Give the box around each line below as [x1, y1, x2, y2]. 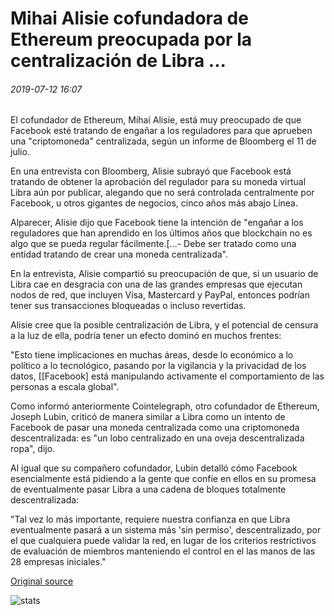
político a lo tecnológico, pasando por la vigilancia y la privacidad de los [10, 360, 307, 372]
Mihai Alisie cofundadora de [10, 7, 249, 30]
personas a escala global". [10, 381, 120, 393]
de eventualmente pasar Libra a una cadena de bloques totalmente [10, 483, 287, 496]
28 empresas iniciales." [10, 556, 107, 568]
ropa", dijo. [10, 443, 56, 455]
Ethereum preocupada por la [10, 28, 252, 51]
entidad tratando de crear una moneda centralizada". [10, 248, 228, 261]
